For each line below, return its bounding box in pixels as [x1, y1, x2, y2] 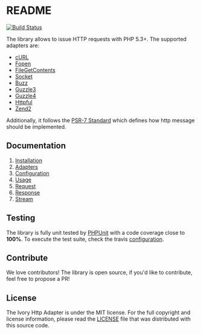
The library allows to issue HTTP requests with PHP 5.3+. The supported [6, 35, 187, 42]
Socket [14, 73, 33, 80]
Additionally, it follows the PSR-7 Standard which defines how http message [6, 116, 195, 124]
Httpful [14, 98, 33, 106]
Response [14, 189, 40, 196]
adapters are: [6, 42, 40, 49]
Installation [14, 157, 43, 164]
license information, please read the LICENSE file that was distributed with [6, 315, 191, 323]
